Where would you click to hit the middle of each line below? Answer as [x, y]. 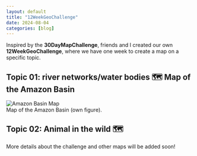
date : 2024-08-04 [28, 23]
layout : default [26, 12]
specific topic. [23, 58]
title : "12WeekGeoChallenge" [42, 17]
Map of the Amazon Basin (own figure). [54, 110]
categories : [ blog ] [30, 28]
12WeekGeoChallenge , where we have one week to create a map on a [93, 52]
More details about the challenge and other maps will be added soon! [91, 147]
